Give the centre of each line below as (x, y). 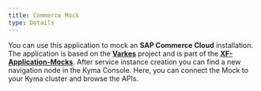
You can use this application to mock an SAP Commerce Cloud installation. (131, 45)
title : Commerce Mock (44, 15)
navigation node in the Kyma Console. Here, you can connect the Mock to (129, 70)
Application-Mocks (41, 62)
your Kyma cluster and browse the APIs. (74, 78)
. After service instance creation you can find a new (157, 62)
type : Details (32, 23)
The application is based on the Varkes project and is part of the (113, 53)
